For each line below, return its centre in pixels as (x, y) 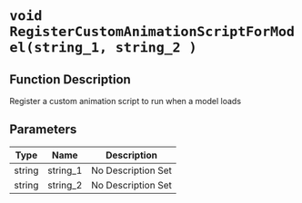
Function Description (70, 79)
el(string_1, (58, 48)
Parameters (43, 130)
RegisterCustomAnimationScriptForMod (152, 32)
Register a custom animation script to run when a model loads (126, 101)
